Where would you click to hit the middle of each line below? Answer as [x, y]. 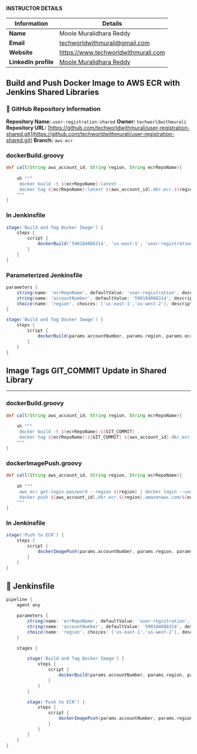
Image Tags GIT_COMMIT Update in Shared [86, 370]
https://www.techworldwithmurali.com [112, 53]
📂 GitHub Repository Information [53, 108]
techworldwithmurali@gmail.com [105, 43]
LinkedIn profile [31, 62]
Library [20, 380]
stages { [27, 648]
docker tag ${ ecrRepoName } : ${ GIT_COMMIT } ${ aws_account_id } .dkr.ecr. [106, 437]
